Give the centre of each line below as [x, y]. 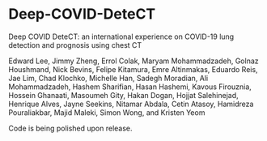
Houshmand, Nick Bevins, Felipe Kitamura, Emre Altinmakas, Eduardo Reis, [133, 69]
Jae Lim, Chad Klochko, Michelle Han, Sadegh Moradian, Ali [108, 78]
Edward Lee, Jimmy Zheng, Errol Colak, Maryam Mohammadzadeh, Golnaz [133, 61]
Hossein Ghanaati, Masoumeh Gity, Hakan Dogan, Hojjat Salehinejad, [123, 95]
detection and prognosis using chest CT [75, 45]
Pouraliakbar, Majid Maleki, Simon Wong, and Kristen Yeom [107, 112]
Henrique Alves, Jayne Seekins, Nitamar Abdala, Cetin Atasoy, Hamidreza [131, 104]
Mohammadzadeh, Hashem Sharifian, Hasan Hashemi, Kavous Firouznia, [130, 87]
